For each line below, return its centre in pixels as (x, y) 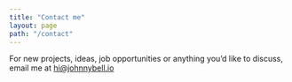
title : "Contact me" (47, 17)
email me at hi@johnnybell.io (62, 68)
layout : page (33, 26)
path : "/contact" (41, 34)
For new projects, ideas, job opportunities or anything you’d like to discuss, (146, 59)
